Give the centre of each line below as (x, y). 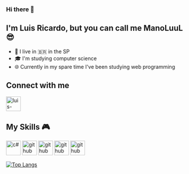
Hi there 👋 (20, 9)
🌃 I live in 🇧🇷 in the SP (42, 51)
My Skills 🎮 (28, 127)
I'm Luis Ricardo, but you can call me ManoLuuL (94, 28)
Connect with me (38, 86)
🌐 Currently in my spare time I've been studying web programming (95, 67)
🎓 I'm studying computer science (56, 58)
